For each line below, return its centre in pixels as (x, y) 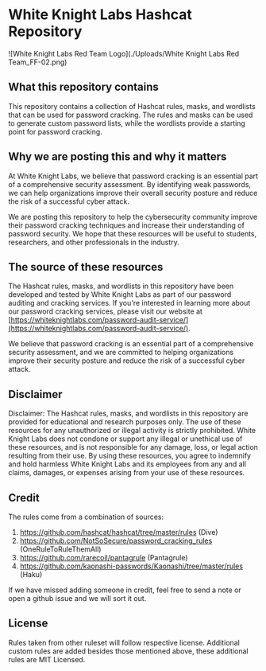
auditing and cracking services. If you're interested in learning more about (129, 303)
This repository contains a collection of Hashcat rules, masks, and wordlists (132, 106)
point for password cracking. (56, 131)
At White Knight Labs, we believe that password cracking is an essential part (133, 176)
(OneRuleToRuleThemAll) (60, 549)
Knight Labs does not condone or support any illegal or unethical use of (125, 439)
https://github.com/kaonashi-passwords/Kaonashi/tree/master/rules (131, 566)
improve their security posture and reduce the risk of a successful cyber (127, 361)
